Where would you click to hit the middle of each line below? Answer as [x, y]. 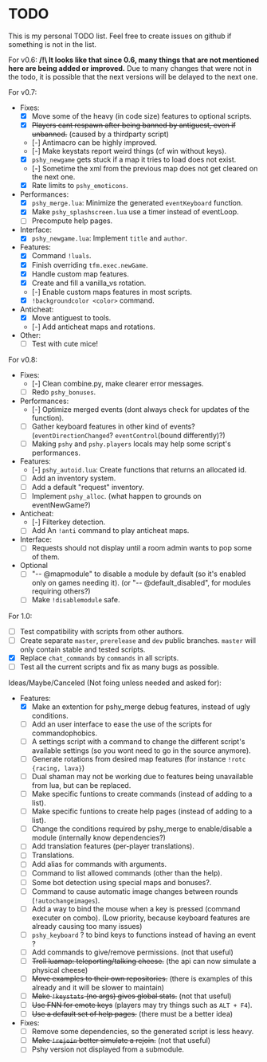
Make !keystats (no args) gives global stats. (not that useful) [132, 996]
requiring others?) [61, 591]
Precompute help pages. [72, 221]
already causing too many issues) [87, 926]
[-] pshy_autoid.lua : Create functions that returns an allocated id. [139, 470]
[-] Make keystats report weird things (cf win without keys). [129, 151]
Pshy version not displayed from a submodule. [108, 1049]
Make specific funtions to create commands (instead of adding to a [142, 794]
